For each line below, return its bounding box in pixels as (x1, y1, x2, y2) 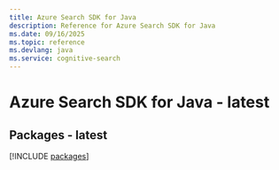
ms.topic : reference (9, 37, 86, 47)
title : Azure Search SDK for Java (9, 12, 137, 22)
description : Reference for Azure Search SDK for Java (9, 21, 216, 30)
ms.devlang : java (9, 46, 74, 55)
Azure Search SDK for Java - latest (9, 92, 270, 112)
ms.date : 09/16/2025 (9, 29, 86, 38)
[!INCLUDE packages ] (9, 151, 89, 161)
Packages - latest (9, 127, 108, 143)
